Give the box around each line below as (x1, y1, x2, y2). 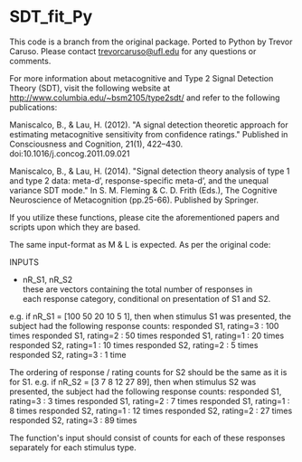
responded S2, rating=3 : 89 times (9, 414, 137, 426)
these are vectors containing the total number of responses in (22, 283, 253, 295)
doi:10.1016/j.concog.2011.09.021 (9, 147, 130, 159)
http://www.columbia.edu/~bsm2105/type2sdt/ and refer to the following (9, 92, 280, 103)
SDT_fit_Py (9, 6, 93, 27)
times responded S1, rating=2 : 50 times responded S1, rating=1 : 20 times (9, 330, 285, 341)
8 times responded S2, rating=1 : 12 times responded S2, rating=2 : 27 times (9, 405, 293, 416)
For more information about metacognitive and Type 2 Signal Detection (9, 72, 274, 83)
